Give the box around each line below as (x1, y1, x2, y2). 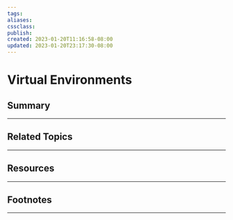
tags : (7, 10, 23, 17)
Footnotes (7, 194, 52, 206)
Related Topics (7, 131, 73, 143)
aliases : (7, 17, 33, 24)
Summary (7, 100, 51, 111)
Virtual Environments (7, 72, 132, 88)
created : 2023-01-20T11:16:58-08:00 (7, 36, 113, 43)
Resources (7, 163, 55, 174)
